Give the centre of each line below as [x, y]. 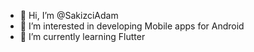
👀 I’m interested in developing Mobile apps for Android [132, 26]
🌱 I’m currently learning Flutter [82, 36]
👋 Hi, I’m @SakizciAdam [69, 15]
